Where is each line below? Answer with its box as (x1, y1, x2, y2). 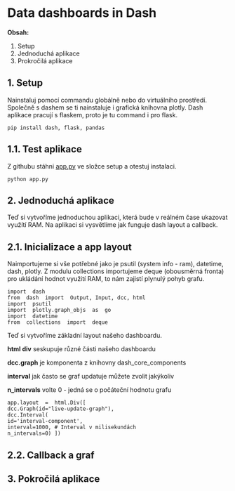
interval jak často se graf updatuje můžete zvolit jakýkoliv (7, 372, 174, 381)
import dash (7, 288, 46, 296)
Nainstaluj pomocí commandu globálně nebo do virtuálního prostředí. (7, 96, 208, 104)
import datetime (7, 313, 58, 320)
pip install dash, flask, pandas (7, 124, 105, 131)
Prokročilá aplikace (17, 56, 73, 65)
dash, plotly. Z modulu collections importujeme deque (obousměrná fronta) (7, 267, 224, 275)
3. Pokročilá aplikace (7, 473, 100, 485)
